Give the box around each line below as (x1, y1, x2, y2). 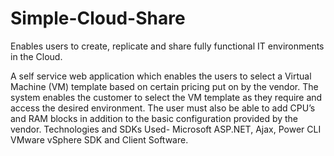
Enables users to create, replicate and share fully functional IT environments (10, 40, 325, 52)
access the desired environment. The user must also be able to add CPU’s (10, 102, 316, 114)
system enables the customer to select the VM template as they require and (10, 91, 323, 103)
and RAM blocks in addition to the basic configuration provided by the (10, 112, 299, 124)
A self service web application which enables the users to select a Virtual (10, 70, 312, 82)
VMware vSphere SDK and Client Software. (10, 133, 189, 146)
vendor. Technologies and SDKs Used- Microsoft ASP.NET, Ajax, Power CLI (10, 123, 322, 135)
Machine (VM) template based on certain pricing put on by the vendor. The (10, 80, 319, 92)
